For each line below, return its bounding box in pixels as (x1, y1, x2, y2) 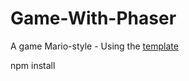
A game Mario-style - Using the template (10, 40, 179, 52)
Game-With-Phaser (10, 7, 177, 30)
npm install (10, 59, 56, 71)
